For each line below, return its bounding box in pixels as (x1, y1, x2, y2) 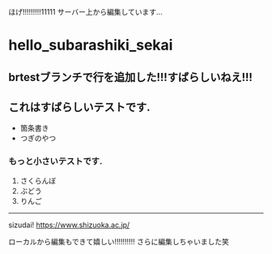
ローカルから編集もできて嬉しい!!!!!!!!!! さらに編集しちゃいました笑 (8, 236, 229, 246)
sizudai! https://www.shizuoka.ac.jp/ (8, 220, 130, 230)
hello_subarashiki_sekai (8, 36, 173, 54)
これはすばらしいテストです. (8, 100, 151, 114)
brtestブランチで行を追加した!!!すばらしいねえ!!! (8, 70, 253, 84)
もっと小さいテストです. (8, 156, 103, 167)
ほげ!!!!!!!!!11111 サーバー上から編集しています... (8, 7, 164, 16)
